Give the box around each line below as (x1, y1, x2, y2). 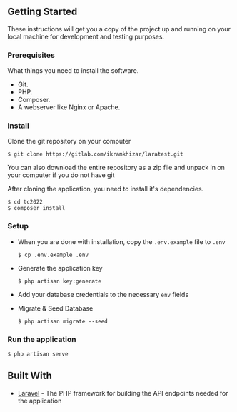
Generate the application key (17, 263, 103, 272)
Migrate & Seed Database (17, 303, 94, 313)
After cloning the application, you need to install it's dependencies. (7, 185, 204, 194)
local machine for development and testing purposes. (7, 32, 165, 41)
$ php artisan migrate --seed (17, 318, 109, 325)
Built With (7, 370, 52, 382)
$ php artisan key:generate (17, 278, 101, 285)
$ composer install (7, 205, 66, 212)
